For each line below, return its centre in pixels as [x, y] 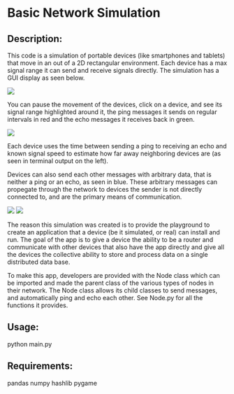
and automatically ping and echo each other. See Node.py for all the [105, 298]
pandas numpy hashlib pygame [52, 383]
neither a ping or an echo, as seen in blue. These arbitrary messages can [112, 182]
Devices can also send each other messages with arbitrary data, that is [109, 174]
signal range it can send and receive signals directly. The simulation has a [113, 70]
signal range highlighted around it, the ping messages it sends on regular [112, 112]
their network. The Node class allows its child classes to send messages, [112, 290]
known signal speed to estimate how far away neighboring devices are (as [114, 153]
